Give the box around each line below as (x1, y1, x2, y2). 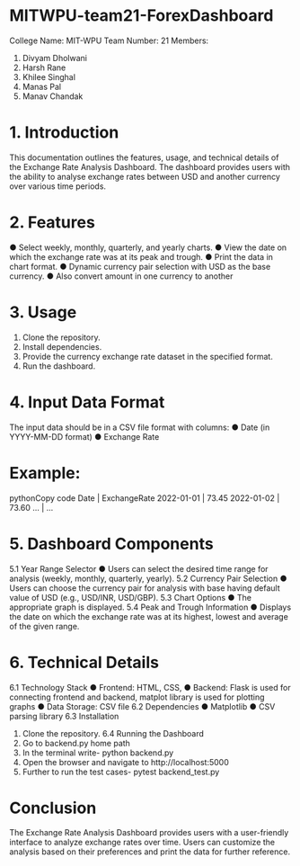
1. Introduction (9, 122, 119, 143)
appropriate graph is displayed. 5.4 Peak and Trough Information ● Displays (9, 602, 292, 612)
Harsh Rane (22, 62, 66, 73)
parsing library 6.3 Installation (9, 710, 119, 721)
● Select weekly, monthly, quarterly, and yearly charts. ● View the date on (9, 242, 287, 253)
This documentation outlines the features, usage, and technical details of (9, 152, 279, 163)
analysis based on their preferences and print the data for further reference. (9, 846, 290, 857)
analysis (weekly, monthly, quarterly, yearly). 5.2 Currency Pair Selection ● (9, 573, 287, 584)
